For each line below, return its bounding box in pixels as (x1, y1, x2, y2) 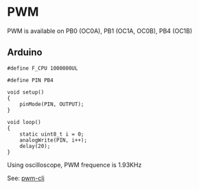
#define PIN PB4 (7, 77, 54, 84)
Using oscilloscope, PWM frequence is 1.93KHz (7, 160, 142, 168)
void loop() (7, 118, 41, 125)
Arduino (7, 47, 43, 58)
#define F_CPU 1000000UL (7, 64, 78, 72)
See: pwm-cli (7, 174, 45, 182)
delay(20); (19, 142, 51, 149)
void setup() (7, 88, 45, 96)
